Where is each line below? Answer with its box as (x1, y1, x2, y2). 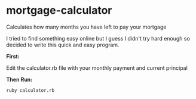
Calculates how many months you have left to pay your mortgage (6, 23, 167, 30)
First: (6, 52, 20, 60)
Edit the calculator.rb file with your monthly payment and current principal (6, 64, 188, 72)
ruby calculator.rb (6, 87, 55, 93)
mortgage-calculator (6, 4, 112, 17)
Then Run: (6, 76, 33, 83)
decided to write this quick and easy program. (6, 41, 120, 48)
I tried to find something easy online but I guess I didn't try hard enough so (6, 35, 190, 42)
